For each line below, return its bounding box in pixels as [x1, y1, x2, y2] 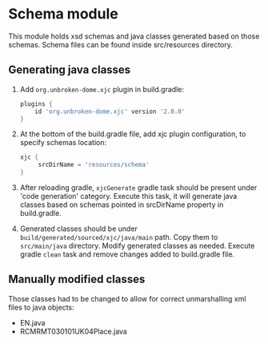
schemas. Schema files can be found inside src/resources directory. [8, 39, 234, 49]
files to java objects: [8, 302, 74, 312]
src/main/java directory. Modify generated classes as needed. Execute [19, 241, 255, 250]
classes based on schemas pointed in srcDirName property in [19, 200, 224, 209]
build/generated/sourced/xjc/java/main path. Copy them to [19, 233, 218, 241]
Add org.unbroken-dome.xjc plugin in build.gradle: [19, 84, 184, 94]
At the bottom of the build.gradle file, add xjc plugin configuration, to [19, 129, 246, 139]
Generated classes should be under [19, 224, 138, 233]
